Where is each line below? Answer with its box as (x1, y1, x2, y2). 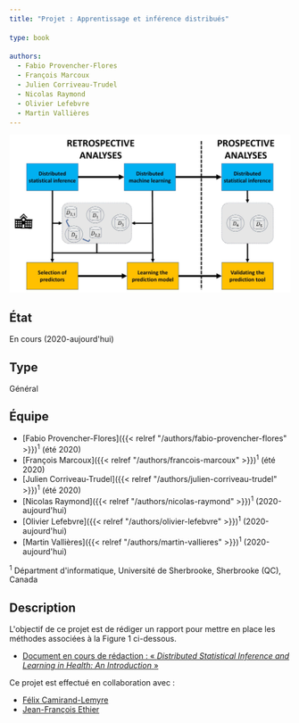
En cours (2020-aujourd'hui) (9, 334, 114, 345)
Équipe (9, 409, 49, 424)
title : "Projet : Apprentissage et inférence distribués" (9, 14, 229, 23)
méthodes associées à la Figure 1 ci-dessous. (9, 634, 177, 644)
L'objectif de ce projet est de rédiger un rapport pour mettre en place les (9, 624, 276, 635)
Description (9, 600, 76, 615)
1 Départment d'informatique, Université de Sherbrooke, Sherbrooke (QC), (9, 563, 281, 576)
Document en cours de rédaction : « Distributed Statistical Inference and (21, 651, 290, 661)
